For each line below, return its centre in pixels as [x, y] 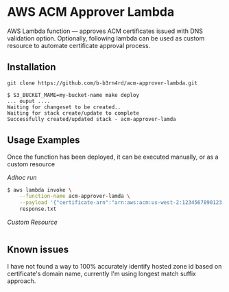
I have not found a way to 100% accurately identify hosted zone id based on [114, 266]
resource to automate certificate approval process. [79, 45]
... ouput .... [29, 101]
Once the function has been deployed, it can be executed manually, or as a [113, 157]
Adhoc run [22, 177]
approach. [22, 281]
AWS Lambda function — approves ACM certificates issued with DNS [105, 31]
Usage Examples [44, 141]
